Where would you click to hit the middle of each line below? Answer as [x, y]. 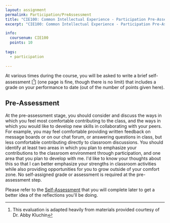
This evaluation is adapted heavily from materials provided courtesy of [86, 209]
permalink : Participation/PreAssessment [49, 15]
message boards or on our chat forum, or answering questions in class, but [83, 137]
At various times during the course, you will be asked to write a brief [76, 76]
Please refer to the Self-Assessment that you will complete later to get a [80, 190]
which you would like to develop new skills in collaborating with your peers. [84, 126]
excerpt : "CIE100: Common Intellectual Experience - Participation [78, 24]
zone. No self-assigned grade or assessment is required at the [70, 174]
